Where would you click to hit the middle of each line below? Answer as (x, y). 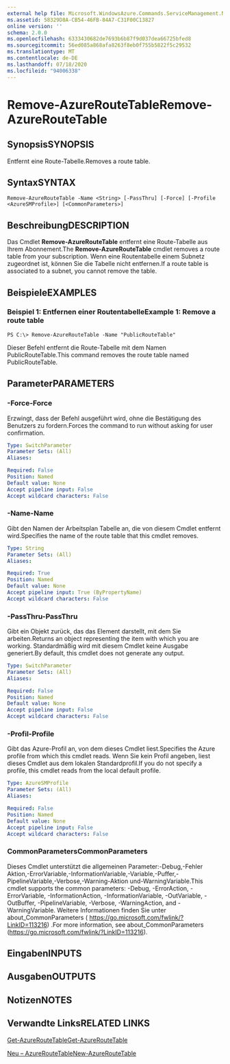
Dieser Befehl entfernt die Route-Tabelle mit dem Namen (87, 348)
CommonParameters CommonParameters (78, 851)
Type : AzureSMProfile (38, 783)
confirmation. (26, 433)
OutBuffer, (22, 903)
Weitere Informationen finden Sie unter (112, 910)
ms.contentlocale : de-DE (42, 58)
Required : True (29, 573)
